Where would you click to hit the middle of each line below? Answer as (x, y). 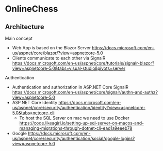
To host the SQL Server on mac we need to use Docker (74, 118)
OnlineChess (32, 9)
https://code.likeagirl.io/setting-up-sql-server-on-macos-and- (81, 123)
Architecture (25, 27)
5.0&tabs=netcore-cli (33, 113)
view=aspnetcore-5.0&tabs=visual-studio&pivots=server (69, 68)
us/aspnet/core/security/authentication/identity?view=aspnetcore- (79, 108)
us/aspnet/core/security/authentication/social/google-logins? (73, 138)
